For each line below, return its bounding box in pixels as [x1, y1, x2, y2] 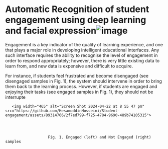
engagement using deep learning [5, 14, 146, 26]
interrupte [5, 94, 26, 100]
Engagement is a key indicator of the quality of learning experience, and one [5, 41, 163, 47]
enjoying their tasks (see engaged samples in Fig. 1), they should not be [5, 89, 153, 95]
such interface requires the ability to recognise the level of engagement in [5, 52, 158, 58]
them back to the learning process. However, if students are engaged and [5, 83, 157, 89]
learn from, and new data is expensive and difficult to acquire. [5, 63, 133, 69]
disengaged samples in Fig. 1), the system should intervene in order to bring [5, 78, 162, 84]
